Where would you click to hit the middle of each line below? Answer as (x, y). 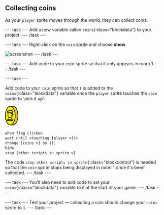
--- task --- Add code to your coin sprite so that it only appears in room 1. (80, 63)
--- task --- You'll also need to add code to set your (57, 182)
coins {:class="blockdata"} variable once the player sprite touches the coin (81, 93)
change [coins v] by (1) (31, 143)
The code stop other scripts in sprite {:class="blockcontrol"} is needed (81, 162)
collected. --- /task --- (28, 172)
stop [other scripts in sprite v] (41, 153)
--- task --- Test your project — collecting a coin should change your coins (81, 202)
